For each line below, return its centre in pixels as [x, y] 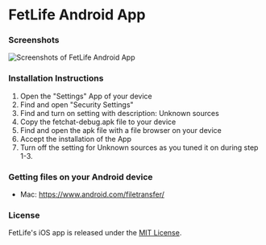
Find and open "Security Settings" [77, 104]
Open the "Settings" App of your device [86, 96]
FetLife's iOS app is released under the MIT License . [95, 233]
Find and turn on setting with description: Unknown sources [119, 113]
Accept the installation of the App [75, 139]
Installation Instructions [56, 78]
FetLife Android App [77, 15]
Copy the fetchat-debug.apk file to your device [98, 122]
